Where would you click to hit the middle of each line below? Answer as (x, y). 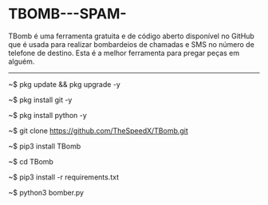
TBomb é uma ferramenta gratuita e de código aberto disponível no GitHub (132, 36)
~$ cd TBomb (31, 161)
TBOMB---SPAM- (67, 14)
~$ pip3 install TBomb (45, 146)
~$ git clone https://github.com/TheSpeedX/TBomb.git (99, 130)
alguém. (22, 61)
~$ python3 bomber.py (46, 192)
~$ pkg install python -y (48, 115)
